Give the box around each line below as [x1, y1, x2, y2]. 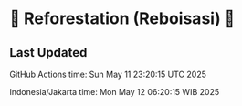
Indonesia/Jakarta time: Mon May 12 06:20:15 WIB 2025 [9, 87, 220, 97]
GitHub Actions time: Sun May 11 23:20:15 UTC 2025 [9, 69, 207, 79]
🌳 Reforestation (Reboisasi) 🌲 [9, 8, 236, 29]
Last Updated [9, 45, 88, 60]
